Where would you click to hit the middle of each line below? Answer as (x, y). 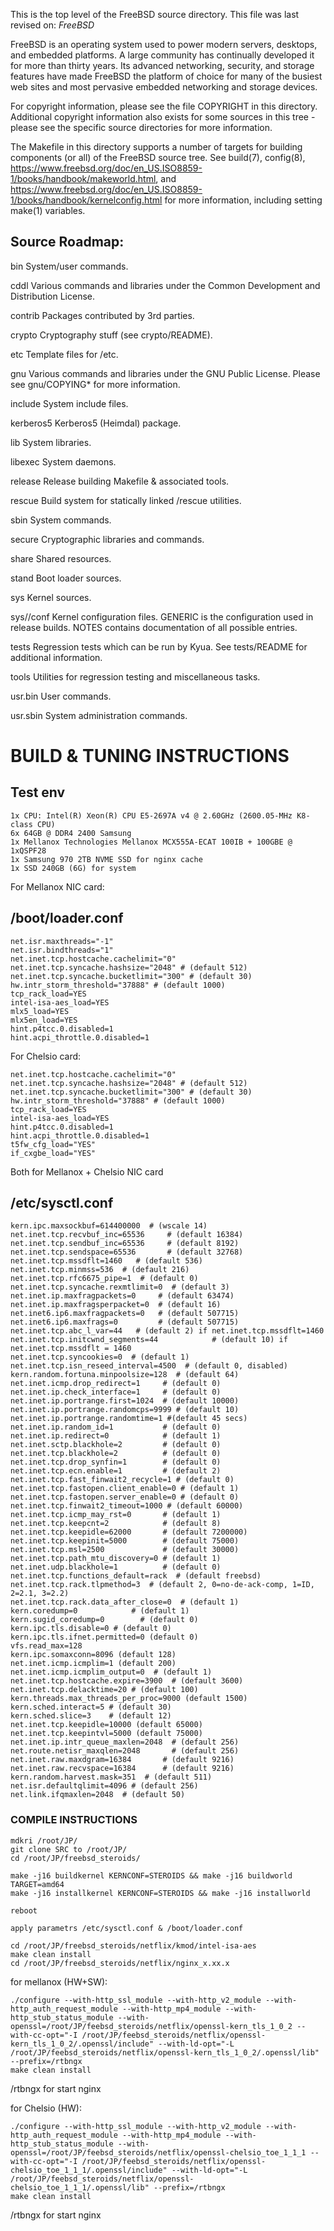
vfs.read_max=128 (46, 1646)
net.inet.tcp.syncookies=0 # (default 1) (100, 1357)
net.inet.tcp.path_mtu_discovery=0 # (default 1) (116, 1559)
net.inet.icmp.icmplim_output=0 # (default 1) (111, 1672)
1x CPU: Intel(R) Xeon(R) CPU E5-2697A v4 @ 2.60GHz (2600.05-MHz (151, 815)
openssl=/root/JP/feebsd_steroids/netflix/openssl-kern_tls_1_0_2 (151, 2026)
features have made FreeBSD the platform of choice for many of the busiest (166, 76)
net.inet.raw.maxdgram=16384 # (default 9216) (122, 1760)
